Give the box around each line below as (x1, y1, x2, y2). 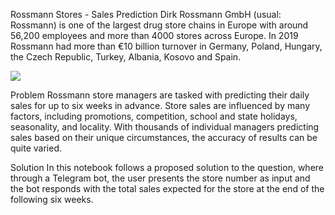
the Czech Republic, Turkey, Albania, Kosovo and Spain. (10, 51, 242, 63)
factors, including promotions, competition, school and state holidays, (10, 110, 298, 122)
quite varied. (10, 142, 63, 154)
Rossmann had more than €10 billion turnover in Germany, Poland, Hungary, (10, 40, 323, 52)
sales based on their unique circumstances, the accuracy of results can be (10, 132, 318, 143)
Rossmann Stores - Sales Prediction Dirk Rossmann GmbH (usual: (10, 9, 282, 20)
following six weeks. (10, 194, 94, 205)
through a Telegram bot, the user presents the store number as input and (10, 172, 311, 184)
